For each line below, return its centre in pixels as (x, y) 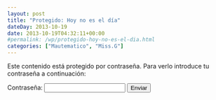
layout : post (26, 14)
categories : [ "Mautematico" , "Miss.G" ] (66, 46)
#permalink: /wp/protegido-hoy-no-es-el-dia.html (81, 40)
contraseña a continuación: (47, 73)
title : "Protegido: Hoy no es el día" (64, 20)
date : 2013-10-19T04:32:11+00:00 (56, 33)
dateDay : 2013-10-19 (38, 27)
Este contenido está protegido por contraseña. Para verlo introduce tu (108, 66)
